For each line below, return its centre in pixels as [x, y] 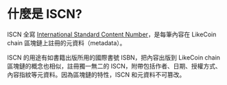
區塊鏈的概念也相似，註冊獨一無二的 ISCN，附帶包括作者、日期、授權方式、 [114, 66]
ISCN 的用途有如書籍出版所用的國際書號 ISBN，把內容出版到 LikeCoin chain [114, 57]
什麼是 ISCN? [45, 14]
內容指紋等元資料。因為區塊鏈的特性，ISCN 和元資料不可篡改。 [96, 74]
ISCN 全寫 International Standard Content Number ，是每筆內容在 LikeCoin [112, 34]
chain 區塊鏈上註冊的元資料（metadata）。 [67, 42]
